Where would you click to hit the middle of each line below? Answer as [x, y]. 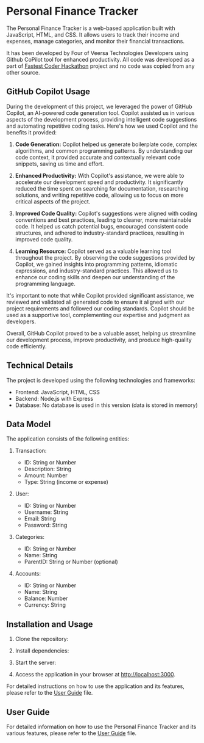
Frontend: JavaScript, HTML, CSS [58, 392]
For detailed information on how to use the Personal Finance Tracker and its [101, 727]
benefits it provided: [31, 132]
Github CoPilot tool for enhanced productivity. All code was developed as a [100, 59]
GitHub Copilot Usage [48, 92]
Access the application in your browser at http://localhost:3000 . [95, 675]
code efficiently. [26, 346]
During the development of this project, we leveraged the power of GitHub [100, 106]
